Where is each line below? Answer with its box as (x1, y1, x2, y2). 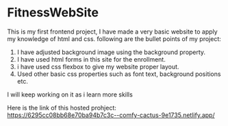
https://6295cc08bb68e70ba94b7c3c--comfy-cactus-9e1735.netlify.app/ (7, 111, 215, 119)
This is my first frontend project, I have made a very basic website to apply (7, 27, 218, 36)
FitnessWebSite (7, 5, 99, 21)
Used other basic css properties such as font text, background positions (16, 70, 221, 78)
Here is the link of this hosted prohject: (7, 103, 116, 112)
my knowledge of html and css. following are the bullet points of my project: (7, 34, 221, 42)
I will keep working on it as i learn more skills (7, 90, 134, 99)
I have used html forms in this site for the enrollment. (16, 55, 166, 63)
